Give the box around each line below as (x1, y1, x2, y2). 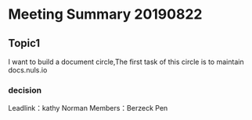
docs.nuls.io (8, 65, 48, 75)
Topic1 (8, 37, 41, 50)
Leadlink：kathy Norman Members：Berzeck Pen (8, 104, 168, 113)
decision (8, 84, 41, 95)
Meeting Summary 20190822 (8, 5, 203, 23)
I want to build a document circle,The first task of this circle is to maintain (8, 57, 244, 66)
